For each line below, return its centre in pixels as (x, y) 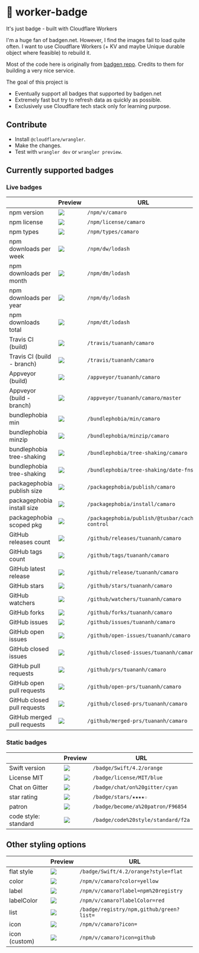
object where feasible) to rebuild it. (49, 52)
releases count (30, 542)
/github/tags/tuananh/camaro (129, 555)
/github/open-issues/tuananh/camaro (139, 636)
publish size (26, 491)
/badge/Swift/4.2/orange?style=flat (131, 871)
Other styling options (46, 845)
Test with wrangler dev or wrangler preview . (68, 151)
